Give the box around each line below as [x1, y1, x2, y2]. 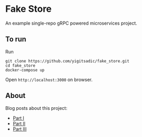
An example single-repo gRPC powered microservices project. [5, 20, 137, 26]
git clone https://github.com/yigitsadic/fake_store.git [5, 58, 130, 64]
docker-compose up [5, 67, 45, 72]
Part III [12, 126, 27, 132]
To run [5, 35, 27, 44]
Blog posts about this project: [5, 105, 68, 111]
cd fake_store [5, 63, 36, 68]
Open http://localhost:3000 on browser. [5, 76, 93, 83]
